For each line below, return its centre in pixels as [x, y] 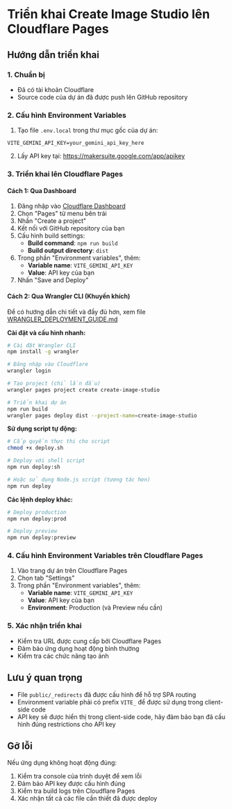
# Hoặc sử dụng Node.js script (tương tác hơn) [79, 479]
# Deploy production [37, 512]
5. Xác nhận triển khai [44, 626]
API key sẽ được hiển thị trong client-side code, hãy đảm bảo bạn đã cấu [121, 716]
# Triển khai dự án [37, 402]
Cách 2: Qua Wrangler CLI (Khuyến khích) [69, 296]
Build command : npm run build [73, 243]
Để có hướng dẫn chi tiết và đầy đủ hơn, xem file [76, 311]
